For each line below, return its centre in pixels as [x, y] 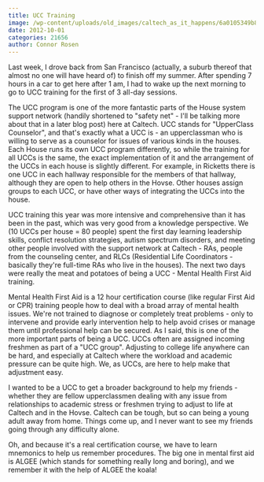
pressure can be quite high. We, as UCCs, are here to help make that [119, 364]
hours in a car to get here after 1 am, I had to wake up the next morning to [127, 84]
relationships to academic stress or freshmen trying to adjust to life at [121, 404]
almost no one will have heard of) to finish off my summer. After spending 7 [130, 76]
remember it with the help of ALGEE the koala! [82, 470]
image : [19, 23]
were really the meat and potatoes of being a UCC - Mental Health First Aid [130, 273]
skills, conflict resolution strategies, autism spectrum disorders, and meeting [132, 240]
